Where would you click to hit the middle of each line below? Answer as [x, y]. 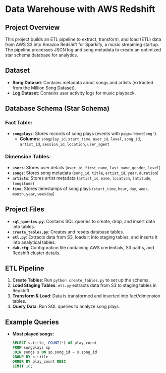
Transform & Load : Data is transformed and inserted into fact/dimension [86, 296]
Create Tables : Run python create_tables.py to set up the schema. [81, 280]
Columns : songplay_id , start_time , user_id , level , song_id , [80, 139]
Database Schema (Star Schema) [57, 109]
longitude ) [23, 183]
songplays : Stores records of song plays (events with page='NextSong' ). [85, 133]
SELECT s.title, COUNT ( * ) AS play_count [55, 343]
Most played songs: [33, 334]
